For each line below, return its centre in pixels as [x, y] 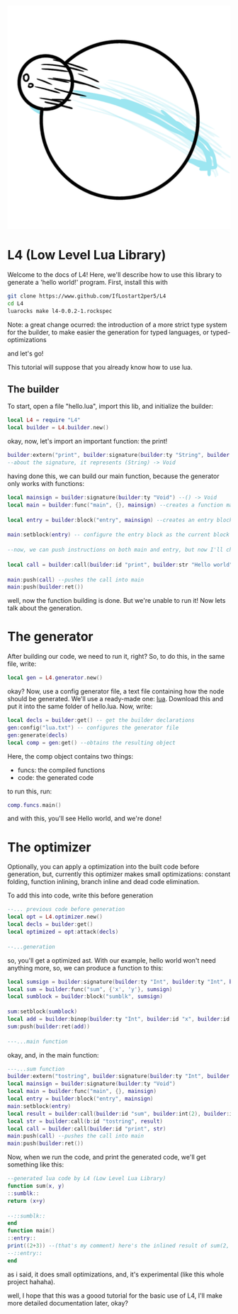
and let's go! [25, 353]
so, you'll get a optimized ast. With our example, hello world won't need [112, 960]
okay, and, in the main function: [53, 1055]
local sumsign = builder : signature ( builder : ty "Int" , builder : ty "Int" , [117, 982]
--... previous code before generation [66, 910]
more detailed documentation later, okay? [68, 1303]
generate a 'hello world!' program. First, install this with [88, 282]
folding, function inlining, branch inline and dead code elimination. [103, 882]
